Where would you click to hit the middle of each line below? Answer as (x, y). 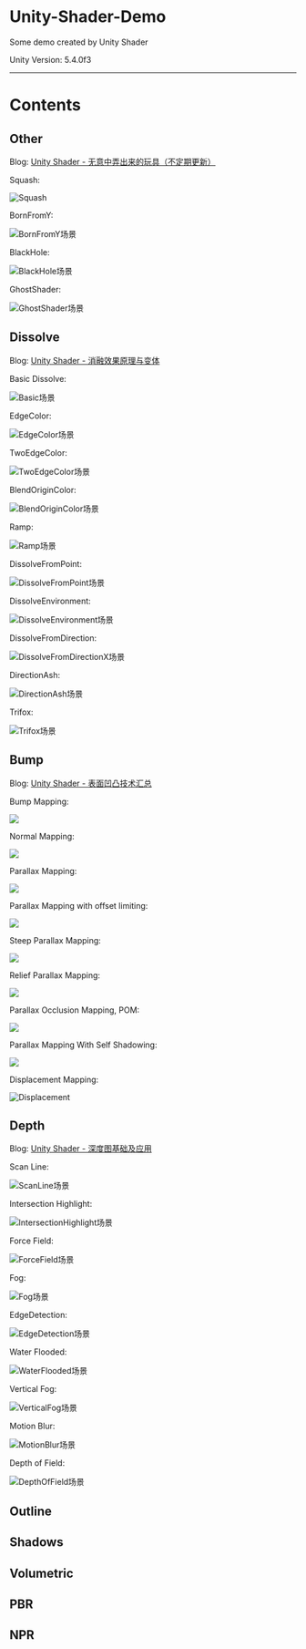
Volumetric (42, 1573)
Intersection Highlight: (51, 1204)
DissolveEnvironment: (50, 601)
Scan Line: (29, 1167)
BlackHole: (30, 252)
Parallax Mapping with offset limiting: (79, 905)
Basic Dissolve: (38, 378)
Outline (31, 1511)
